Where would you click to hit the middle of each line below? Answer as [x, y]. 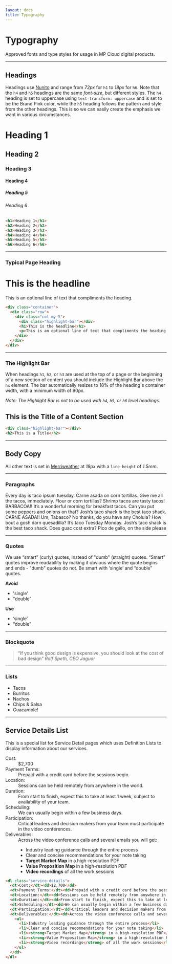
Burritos [21, 693]
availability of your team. [44, 802]
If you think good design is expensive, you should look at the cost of [92, 653]
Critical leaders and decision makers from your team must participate [91, 823]
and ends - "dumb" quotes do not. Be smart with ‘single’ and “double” [79, 568]
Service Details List [37, 730]
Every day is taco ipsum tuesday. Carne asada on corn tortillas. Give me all [84, 495]
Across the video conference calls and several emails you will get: [88, 840]
